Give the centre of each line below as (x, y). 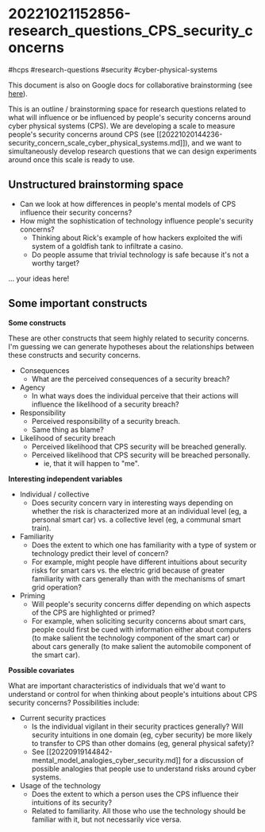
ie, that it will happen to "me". (92, 463)
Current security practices (63, 717)
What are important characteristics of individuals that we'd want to (117, 686)
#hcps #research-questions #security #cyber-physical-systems (113, 69)
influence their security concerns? (76, 212)
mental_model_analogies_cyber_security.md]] (106, 760)
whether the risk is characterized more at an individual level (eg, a (139, 511)
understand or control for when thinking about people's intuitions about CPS (133, 694)
